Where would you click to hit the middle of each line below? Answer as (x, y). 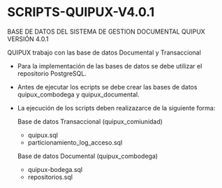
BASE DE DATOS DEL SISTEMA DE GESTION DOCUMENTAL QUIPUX (106, 31)
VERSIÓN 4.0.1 (28, 38)
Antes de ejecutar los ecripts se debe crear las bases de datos (107, 87)
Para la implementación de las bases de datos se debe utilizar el (110, 66)
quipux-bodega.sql (55, 169)
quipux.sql (43, 135)
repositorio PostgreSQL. (52, 73)
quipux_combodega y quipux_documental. (78, 94)
